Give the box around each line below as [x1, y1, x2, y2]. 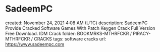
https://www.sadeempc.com [5, 41, 65, 47]
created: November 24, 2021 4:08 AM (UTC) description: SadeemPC [5, 20, 148, 26]
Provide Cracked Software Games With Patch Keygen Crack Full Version [5, 25, 155, 31]
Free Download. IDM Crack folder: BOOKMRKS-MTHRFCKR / [5, 30, 132, 36]
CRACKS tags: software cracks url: [33, 36, 106, 42]
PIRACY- [133, 30, 151, 36]
